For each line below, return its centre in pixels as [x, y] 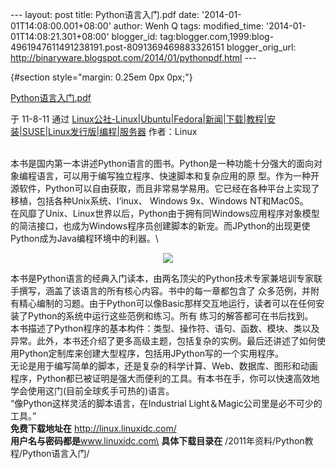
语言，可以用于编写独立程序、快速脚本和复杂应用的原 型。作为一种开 [178, 176]
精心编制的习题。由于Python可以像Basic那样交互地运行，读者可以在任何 [167, 303]
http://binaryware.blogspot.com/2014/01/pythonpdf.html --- [133, 57]
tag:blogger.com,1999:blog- [217, 36]
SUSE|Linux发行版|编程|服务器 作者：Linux [109, 131]
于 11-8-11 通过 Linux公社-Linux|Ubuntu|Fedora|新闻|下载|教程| [138, 119]
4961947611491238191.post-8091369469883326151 [117, 47]
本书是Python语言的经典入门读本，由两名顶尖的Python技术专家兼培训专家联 [166, 278]
